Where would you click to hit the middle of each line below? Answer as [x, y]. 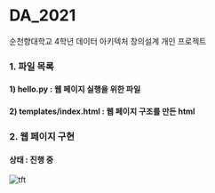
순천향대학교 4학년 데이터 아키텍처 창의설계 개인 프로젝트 [108, 41]
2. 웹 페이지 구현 [42, 136]
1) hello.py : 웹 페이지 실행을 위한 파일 [75, 89]
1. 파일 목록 [32, 66]
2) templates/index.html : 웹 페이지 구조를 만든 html [102, 111]
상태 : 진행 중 [32, 159]
